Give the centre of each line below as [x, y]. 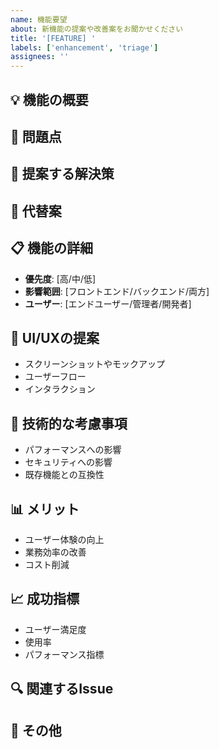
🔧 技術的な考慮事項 [69, 423]
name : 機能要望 [39, 19]
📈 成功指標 [45, 599]
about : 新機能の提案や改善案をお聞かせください [97, 29]
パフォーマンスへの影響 [73, 450]
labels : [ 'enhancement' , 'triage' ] [84, 47]
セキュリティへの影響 [68, 462]
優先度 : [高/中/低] [60, 278]
